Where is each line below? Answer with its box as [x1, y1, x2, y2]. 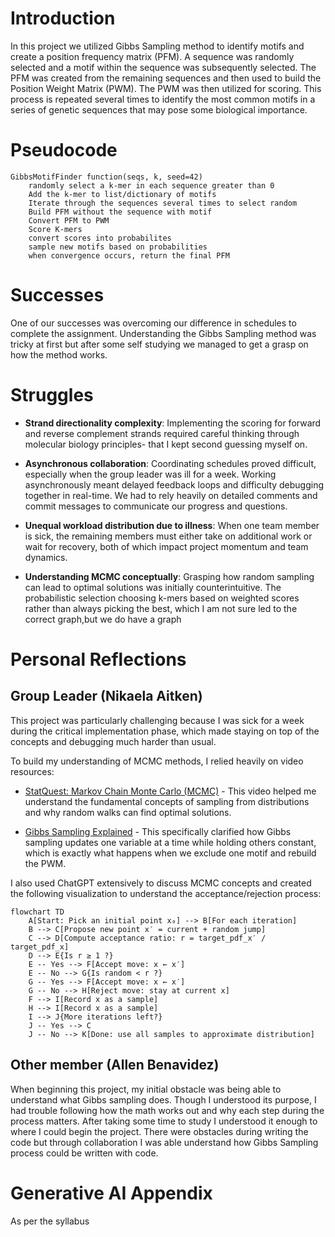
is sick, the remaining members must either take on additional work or [24, 530, 313, 542]
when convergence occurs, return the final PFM [28, 250, 230, 261]
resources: [10, 765, 55, 777]
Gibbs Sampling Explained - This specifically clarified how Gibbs [24, 825, 292, 837]
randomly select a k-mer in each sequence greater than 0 [28, 180, 275, 191]
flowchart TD [10, 907, 65, 917]
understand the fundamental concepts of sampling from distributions [24, 795, 310, 807]
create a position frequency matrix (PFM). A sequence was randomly [10, 50, 295, 62]
